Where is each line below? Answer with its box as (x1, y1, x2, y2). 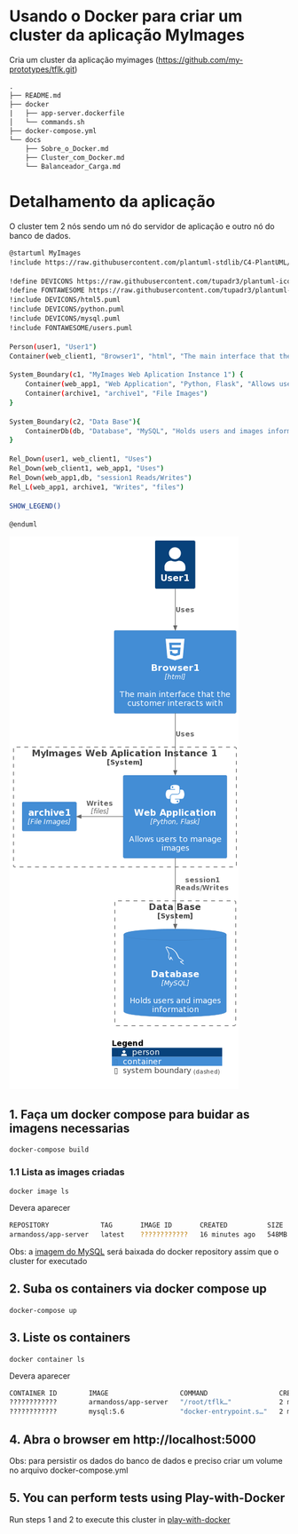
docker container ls (9, 1355, 86, 1364)
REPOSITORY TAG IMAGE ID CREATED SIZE (9, 1221, 284, 1230)
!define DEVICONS (9, 277, 74, 286)
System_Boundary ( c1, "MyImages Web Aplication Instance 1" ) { (9, 370, 244, 379)
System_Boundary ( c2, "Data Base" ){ (9, 417, 141, 426)
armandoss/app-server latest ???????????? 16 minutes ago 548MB (9, 1230, 288, 1239)
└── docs (9, 135, 42, 144)
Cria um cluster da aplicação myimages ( (9, 54, 159, 65)
